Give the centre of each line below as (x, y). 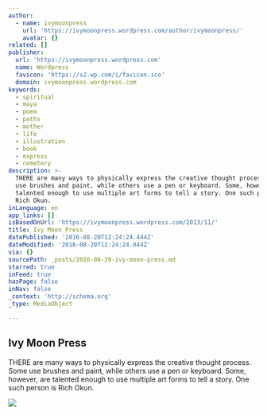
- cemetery (33, 164)
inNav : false (30, 289)
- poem (26, 112)
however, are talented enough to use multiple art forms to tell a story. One (129, 379)
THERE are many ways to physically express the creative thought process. (130, 362)
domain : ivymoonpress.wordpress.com (76, 82)
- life (26, 134)
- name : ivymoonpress (51, 23)
